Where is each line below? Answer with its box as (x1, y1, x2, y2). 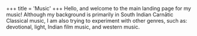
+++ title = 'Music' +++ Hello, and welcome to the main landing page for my (6, 5, 191, 12)
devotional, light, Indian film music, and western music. (6, 23, 140, 30)
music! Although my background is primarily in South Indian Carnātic (6, 11, 173, 18)
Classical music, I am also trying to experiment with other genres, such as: (6, 17, 188, 24)
